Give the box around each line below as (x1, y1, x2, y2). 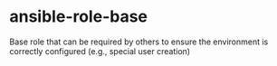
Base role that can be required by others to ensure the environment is (9, 36, 269, 47)
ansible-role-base (9, 6, 148, 27)
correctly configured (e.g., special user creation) (9, 45, 191, 56)
